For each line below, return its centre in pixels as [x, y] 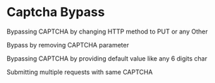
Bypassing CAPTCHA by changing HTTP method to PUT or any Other [107, 31]
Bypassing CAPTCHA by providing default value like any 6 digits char [107, 58]
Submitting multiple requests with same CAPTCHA [80, 72]
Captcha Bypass [56, 12]
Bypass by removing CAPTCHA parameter [68, 45]
